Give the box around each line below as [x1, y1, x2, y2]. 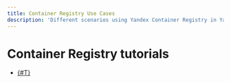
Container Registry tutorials [7, 46, 170, 62]
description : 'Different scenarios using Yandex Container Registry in [7, 16, 217, 23]
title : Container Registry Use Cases [7, 10, 115, 17]
